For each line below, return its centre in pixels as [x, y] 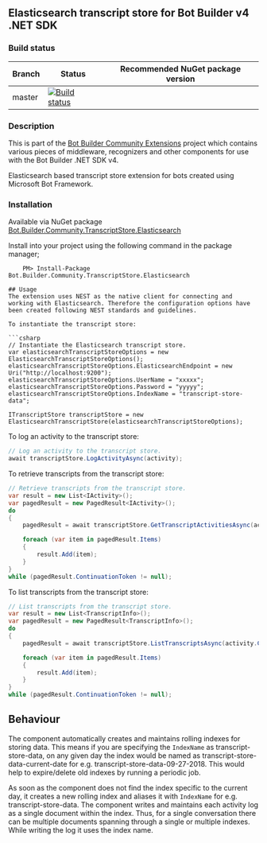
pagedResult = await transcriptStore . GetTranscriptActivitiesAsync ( [138, 525]
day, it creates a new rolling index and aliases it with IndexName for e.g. [123, 796]
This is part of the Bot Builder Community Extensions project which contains [133, 143]
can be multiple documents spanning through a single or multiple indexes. [129, 822]
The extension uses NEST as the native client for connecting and [120, 297]
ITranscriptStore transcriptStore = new [76, 415]
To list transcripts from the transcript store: [78, 592]
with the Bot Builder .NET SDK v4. [64, 160]
